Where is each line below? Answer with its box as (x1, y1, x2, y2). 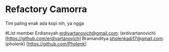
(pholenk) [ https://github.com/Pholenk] (5, 40, 87, 46)
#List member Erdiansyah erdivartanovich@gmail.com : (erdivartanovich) (5, 30, 156, 36)
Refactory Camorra (5, 4, 87, 15)
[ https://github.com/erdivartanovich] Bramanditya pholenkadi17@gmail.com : (5, 35, 164, 41)
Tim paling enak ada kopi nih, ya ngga (5, 20, 84, 26)
